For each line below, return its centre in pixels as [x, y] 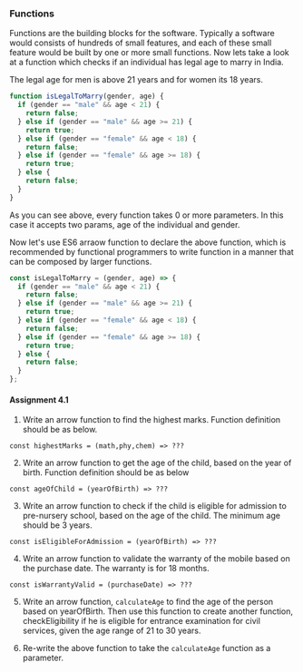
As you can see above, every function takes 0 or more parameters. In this [147, 215]
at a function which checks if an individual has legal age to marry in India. [147, 63]
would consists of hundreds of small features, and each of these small [141, 43]
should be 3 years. [57, 525]
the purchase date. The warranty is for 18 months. [116, 569]
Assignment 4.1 [39, 399]
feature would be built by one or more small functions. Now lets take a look [150, 53]
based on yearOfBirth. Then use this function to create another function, [157, 611]
